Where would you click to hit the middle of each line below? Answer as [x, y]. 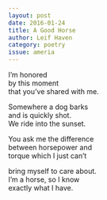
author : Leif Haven [40, 38]
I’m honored [28, 75]
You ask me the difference [51, 139]
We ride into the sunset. [47, 124]
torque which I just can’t [48, 156]
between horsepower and [50, 147]
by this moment [34, 83]
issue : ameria [32, 52]
